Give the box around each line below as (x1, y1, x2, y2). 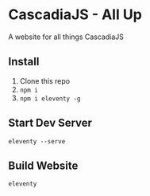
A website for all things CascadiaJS (8, 32, 125, 41)
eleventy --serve (8, 137, 66, 145)
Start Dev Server (8, 116, 93, 130)
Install (8, 55, 40, 69)
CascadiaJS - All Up (8, 6, 143, 24)
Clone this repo (19, 76, 70, 85)
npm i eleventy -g (19, 94, 81, 103)
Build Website (8, 159, 79, 172)
